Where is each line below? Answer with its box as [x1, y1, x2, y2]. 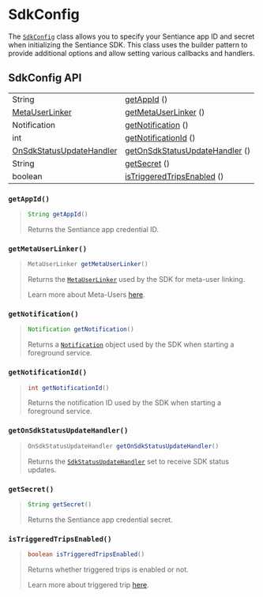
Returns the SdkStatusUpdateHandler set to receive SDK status [27, 456, 229, 466]
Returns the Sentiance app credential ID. [27, 224, 160, 234]
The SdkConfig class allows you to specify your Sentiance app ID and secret [8, 32, 255, 41]
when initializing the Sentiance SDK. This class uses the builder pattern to [8, 39, 248, 49]
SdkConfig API [8, 71, 82, 84]
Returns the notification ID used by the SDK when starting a [27, 398, 222, 407]
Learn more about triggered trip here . [27, 580, 149, 589]
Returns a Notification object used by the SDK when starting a [27, 340, 235, 349]
